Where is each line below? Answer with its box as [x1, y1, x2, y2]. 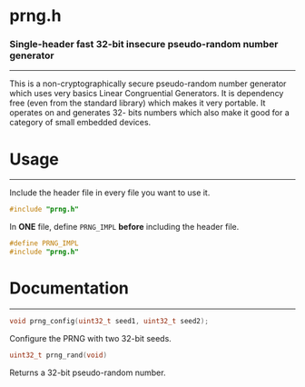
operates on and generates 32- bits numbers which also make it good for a [9, 107, 290, 118]
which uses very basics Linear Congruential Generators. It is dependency [9, 88, 284, 99]
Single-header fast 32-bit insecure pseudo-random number [9, 38, 279, 51]
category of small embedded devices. [9, 117, 152, 128]
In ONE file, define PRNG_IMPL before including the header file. [9, 222, 240, 233]
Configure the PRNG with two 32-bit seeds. [9, 332, 172, 343]
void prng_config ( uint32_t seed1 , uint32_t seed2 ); [9, 316, 209, 325]
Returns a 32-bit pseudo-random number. [9, 367, 166, 378]
